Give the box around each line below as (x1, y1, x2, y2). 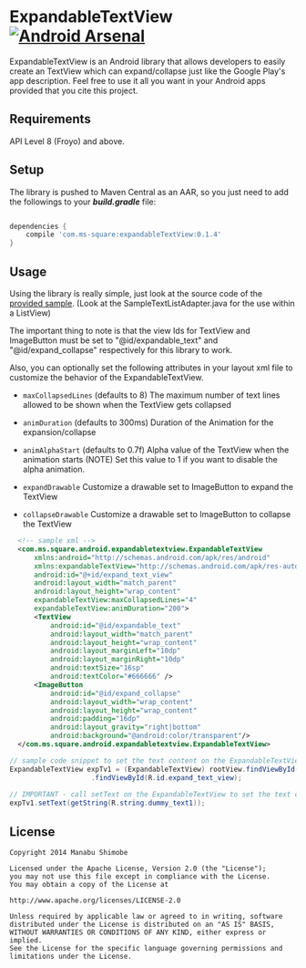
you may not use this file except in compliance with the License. (9, 871, 271, 881)
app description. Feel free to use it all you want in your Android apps (9, 75, 266, 86)
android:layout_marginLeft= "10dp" (49, 646, 181, 656)
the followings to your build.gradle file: (9, 196, 157, 207)
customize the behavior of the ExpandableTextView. (9, 372, 204, 382)
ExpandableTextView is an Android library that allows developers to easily (9, 56, 286, 67)
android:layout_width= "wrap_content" (49, 697, 194, 706)
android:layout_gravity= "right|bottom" (49, 723, 202, 732)
